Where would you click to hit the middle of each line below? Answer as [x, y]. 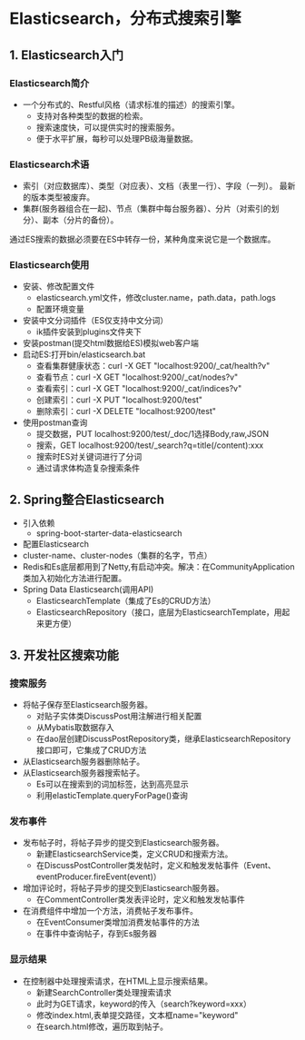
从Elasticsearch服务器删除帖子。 [84, 761]
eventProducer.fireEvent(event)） [98, 877]
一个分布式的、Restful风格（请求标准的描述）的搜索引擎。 [131, 104]
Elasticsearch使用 [49, 265]
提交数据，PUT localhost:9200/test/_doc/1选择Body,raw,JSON [152, 434]
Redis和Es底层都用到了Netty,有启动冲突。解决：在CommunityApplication [158, 567]
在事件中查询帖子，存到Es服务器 [96, 934]
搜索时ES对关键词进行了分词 [89, 457]
